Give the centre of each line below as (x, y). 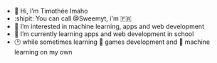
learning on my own (43, 52)
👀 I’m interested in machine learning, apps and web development (109, 26)
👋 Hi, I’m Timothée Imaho (51, 11)
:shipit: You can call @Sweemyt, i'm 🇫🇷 (73, 18)
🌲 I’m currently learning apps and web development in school (104, 34)
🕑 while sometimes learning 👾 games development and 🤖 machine (112, 42)
